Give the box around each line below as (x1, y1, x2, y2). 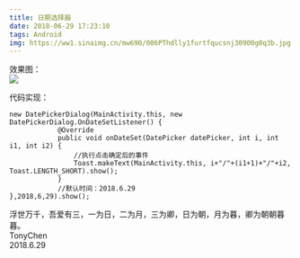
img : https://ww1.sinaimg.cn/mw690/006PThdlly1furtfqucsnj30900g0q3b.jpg (9, 38, 292, 48)
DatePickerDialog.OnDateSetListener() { (9, 118, 163, 127)
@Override (57, 126, 94, 135)
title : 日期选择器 (9, 13, 72, 22)
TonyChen (9, 230, 48, 241)
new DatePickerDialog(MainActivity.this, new (9, 110, 182, 120)
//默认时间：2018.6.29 (57, 184, 137, 193)
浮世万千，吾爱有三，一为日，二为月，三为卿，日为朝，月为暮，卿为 (9, 209, 261, 220)
